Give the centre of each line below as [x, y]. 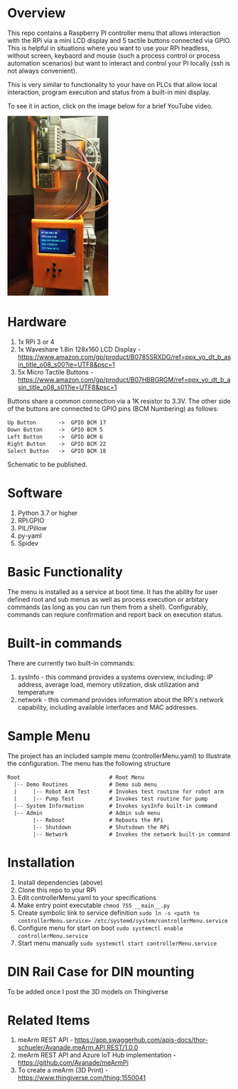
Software [35, 493]
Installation [41, 863]
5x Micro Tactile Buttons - [55, 372]
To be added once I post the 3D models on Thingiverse [88, 991]
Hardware [37, 322]
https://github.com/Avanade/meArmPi [73, 1063]
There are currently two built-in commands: [71, 663]
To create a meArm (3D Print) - [63, 1070]
